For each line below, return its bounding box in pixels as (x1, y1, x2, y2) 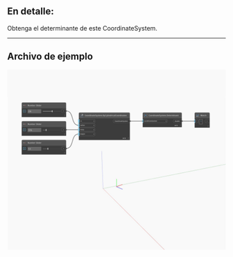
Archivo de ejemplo (7, 51, 94, 63)
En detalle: (7, 6, 54, 17)
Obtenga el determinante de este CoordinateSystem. (7, 24, 158, 32)
